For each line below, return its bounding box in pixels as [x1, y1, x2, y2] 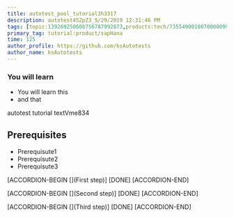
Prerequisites [7, 129, 67, 141]
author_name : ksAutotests [7, 49, 82, 56]
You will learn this [17, 88, 68, 96]
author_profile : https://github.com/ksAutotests [7, 42, 151, 49]
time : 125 [7, 36, 36, 43]
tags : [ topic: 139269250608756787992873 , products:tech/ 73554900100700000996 [7, 23, 232, 30]
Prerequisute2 [17, 155, 58, 163]
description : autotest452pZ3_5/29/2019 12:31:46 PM [7, 17, 160, 24]
